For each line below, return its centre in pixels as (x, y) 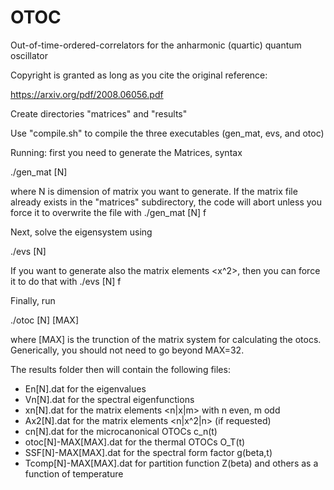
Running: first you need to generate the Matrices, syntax (126, 152)
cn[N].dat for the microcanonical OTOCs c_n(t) (121, 431)
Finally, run (33, 300)
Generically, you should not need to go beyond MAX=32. (127, 350)
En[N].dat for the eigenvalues (85, 388)
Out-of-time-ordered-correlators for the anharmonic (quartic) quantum (156, 45)
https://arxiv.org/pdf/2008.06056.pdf (87, 94)
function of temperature (74, 473)
